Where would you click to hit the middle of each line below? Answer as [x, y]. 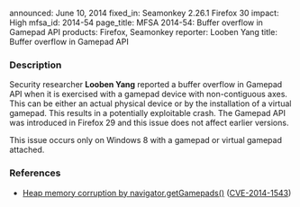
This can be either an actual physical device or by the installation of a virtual [150, 103]
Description [36, 65]
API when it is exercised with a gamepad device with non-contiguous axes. [149, 94]
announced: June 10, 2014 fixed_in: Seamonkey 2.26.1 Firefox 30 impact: [144, 13]
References [35, 173]
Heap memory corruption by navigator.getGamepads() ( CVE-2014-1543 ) [157, 193]
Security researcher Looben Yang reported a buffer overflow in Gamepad [146, 85]
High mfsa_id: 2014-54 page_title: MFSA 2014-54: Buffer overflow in [136, 22]
